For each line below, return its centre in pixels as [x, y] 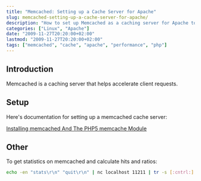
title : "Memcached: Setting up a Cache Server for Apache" [81, 12]
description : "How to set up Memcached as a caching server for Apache [97, 23]
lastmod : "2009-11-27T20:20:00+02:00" [54, 39]
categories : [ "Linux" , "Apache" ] [48, 28]
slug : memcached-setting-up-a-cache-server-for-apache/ [77, 17]
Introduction [30, 69]
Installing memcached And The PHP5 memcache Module [77, 128]
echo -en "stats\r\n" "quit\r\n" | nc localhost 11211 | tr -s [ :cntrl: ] [100, 173]
